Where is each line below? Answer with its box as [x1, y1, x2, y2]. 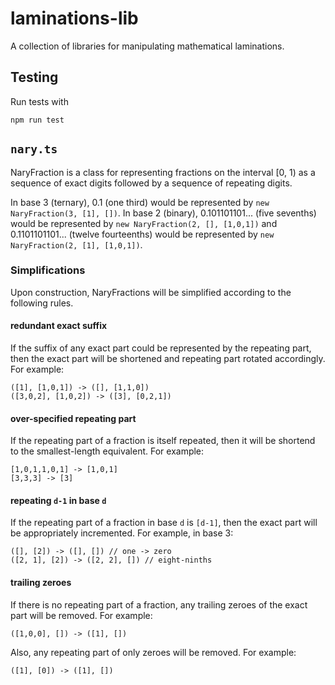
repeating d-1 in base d [10, 494, 107, 506]
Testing [10, 69, 59, 86]
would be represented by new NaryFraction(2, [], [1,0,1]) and [10, 217, 278, 229]
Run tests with [10, 95, 69, 107]
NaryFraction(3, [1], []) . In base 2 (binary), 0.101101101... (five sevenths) [10, 207, 317, 219]
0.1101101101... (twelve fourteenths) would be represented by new [10, 228, 275, 240]
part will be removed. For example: [10, 609, 153, 621]
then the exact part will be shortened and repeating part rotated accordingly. [10, 353, 326, 365]
